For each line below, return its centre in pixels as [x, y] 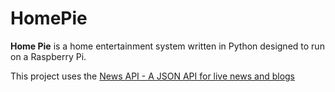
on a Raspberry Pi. [48, 56]
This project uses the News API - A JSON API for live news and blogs [152, 76]
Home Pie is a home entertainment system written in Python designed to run [167, 46]
